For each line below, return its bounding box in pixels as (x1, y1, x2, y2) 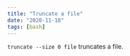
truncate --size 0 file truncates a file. (7, 43, 124, 51)
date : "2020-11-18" (7, 17, 65, 24)
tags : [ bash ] (7, 23, 46, 30)
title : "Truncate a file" (7, 10, 83, 17)
